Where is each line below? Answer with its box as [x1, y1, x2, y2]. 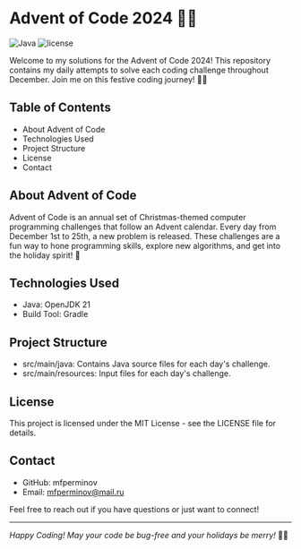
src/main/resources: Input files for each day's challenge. [21, 368, 231, 379]
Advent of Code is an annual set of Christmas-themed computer [9, 211, 246, 222]
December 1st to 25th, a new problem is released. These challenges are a [9, 230, 280, 241]
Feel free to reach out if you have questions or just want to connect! [9, 503, 260, 514]
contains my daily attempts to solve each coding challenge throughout [9, 64, 269, 75]
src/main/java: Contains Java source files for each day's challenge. [21, 358, 271, 370]
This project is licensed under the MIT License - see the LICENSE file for [9, 418, 276, 428]
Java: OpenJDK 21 [21, 299, 91, 310]
